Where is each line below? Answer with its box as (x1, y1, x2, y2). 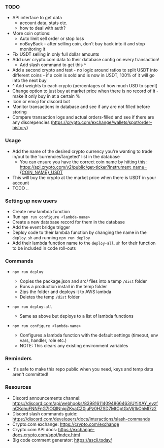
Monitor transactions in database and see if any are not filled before (12, 104, 150, 110)
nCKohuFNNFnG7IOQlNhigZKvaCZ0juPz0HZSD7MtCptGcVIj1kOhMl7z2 (12, 406, 157, 411)
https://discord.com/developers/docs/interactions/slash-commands (12, 416, 150, 422)
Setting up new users (5, 197, 57, 204)
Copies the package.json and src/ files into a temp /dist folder (19, 278, 147, 284)
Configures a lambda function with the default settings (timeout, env (19, 332, 159, 338)
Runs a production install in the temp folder (19, 284, 107, 290)
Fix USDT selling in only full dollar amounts (12, 51, 99, 57)
